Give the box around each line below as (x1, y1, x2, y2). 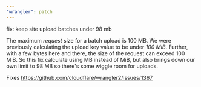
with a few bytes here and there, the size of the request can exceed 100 (6, 49, 185, 57)
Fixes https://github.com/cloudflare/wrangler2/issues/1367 (6, 74, 153, 81)
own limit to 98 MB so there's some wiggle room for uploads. (6, 62, 159, 70)
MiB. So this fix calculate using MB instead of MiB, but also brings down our (6, 56, 196, 63)
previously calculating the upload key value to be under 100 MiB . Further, (6, 43, 188, 50)
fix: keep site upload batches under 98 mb (6, 25, 112, 32)
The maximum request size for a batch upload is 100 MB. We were (6, 37, 171, 44)
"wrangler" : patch (6, 8, 53, 15)
